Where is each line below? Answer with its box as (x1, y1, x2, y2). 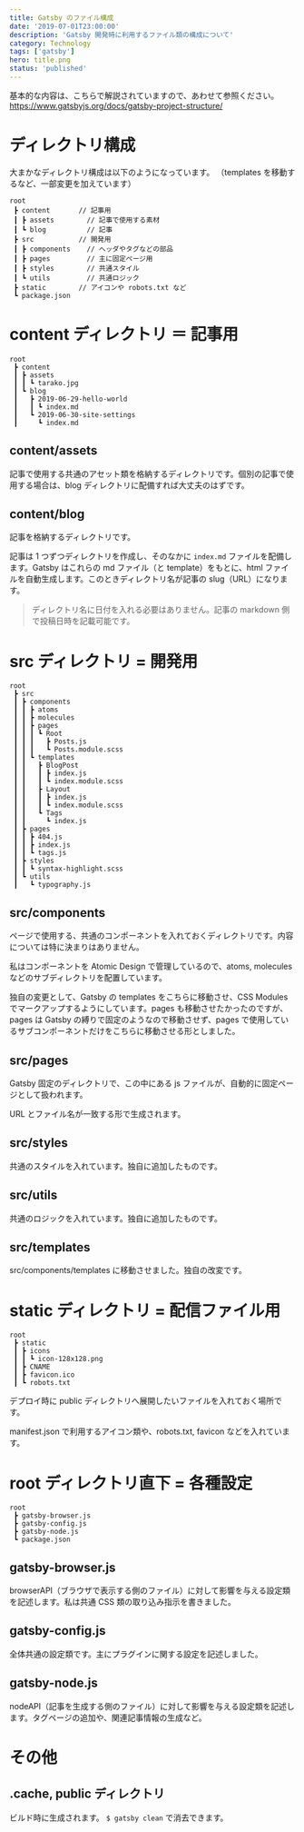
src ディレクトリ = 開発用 (9, 651, 198, 672)
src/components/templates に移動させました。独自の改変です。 (9, 1265, 247, 1276)
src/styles (9, 1135, 68, 1150)
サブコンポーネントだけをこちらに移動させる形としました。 (16, 1026, 240, 1037)
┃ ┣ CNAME (13, 1362, 51, 1372)
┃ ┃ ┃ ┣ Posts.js (13, 737, 88, 746)
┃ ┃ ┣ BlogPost (13, 761, 79, 771)
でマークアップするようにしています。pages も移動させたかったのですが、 (9, 1003, 289, 1014)
